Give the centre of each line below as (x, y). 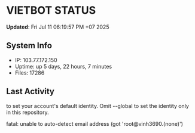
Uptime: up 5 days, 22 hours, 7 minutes (63, 66)
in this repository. (28, 112)
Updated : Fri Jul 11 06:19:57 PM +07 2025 (58, 27)
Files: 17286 (30, 73)
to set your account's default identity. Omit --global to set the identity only (98, 106)
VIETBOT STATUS (51, 10)
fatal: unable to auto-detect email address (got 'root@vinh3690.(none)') (95, 123)
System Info (29, 46)
